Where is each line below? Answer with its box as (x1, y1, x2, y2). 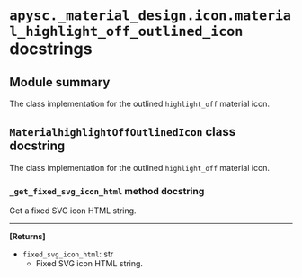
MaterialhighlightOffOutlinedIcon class (9, 124, 236, 139)
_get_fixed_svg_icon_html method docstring (9, 184, 205, 197)
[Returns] (9, 231, 47, 242)
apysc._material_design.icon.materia (9, 7, 292, 24)
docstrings (9, 39, 93, 59)
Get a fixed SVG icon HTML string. (9, 205, 137, 216)
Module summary (9, 75, 111, 90)
